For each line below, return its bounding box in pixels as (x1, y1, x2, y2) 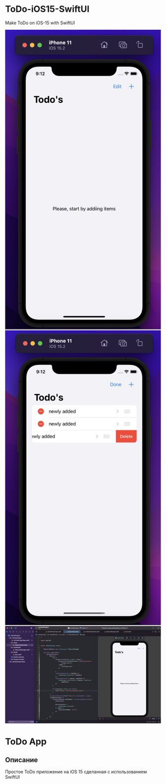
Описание (5, 755, 38, 764)
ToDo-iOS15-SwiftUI (5, 3, 90, 15)
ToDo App (5, 736, 47, 747)
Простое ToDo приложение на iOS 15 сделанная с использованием (5, 769, 147, 775)
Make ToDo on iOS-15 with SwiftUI (5, 20, 75, 26)
